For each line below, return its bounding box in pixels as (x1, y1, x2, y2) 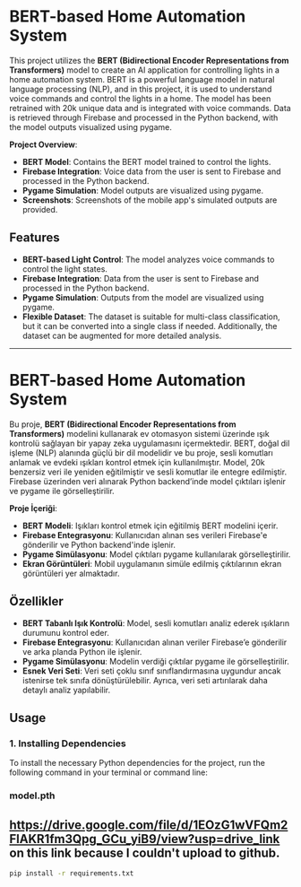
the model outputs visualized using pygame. (9, 121, 172, 132)
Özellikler (9, 594, 64, 609)
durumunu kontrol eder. (21, 627, 109, 638)
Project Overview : (9, 139, 78, 150)
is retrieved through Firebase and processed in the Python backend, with (9, 112, 279, 123)
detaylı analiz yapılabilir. (21, 684, 110, 695)
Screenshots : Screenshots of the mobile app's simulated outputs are (21, 195, 278, 205)
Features (9, 230, 60, 246)
